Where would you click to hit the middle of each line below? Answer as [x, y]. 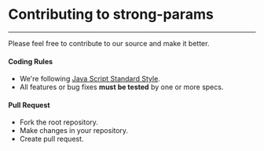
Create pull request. [51, 139]
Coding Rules [31, 61]
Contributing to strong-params [111, 14]
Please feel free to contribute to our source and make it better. [109, 43]
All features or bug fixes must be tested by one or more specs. [121, 87]
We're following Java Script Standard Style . [90, 79]
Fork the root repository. [59, 122]
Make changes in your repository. [73, 131]
